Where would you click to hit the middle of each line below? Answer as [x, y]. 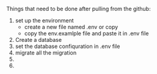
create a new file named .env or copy [71, 27]
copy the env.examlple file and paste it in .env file [86, 33]
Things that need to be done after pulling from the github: [78, 9]
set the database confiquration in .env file [68, 46]
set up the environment [45, 20]
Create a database [38, 40]
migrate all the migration [46, 53]
